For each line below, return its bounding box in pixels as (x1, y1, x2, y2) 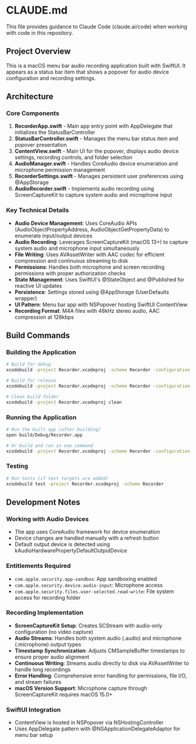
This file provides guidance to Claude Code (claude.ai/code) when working (6, 23, 188, 30)
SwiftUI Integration (6, 705, 61, 713)
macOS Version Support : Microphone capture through (14, 685, 148, 692)
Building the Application (6, 348, 76, 356)
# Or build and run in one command (6, 442, 93, 448)
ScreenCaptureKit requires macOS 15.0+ (14, 690, 113, 698)
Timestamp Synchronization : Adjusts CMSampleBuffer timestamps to (14, 647, 185, 654)
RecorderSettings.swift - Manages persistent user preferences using (14, 173, 184, 180)
